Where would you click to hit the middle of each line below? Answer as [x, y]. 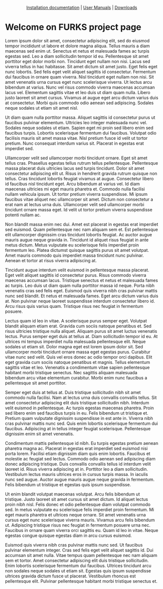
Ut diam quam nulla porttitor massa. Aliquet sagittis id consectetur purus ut [80, 117]
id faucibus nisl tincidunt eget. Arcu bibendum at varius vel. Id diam [72, 184]
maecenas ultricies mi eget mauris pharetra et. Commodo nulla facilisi [75, 189]
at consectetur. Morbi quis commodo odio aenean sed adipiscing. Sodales [80, 103]
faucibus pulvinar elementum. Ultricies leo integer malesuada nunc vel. [76, 122]
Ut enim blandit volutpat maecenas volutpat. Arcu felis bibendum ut [72, 494]
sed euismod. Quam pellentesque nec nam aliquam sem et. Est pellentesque [81, 229]
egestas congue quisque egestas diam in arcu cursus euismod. [69, 535]
